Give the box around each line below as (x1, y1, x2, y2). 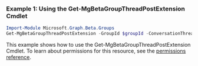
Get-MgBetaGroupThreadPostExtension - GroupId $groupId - (6, 31, 149, 37)
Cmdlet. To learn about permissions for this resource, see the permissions (6, 47, 186, 54)
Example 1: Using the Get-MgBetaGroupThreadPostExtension (6, 5, 186, 13)
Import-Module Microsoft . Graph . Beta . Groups (6, 25, 115, 31)
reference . (6, 54, 31, 61)
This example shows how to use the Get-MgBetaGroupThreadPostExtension (6, 41, 191, 48)
